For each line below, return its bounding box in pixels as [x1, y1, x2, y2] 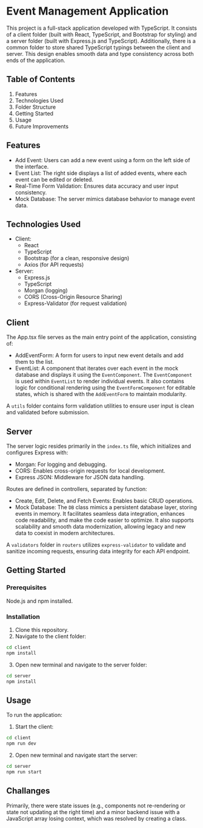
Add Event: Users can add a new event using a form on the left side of [15, 156, 190, 163]
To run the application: [6, 711, 62, 719]
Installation [6, 612, 41, 621]
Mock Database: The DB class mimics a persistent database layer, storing [15, 504, 197, 511]
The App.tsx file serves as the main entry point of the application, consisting [6, 334, 197, 341]
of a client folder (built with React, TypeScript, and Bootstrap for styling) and [6, 30, 197, 38]
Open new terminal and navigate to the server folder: [15, 661, 147, 668]
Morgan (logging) [24, 287, 68, 294]
